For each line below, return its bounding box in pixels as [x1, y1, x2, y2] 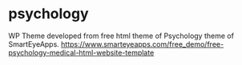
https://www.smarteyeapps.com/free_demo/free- [61, 39, 224, 48]
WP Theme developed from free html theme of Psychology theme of [8, 31, 235, 40]
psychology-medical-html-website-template [8, 48, 155, 57]
